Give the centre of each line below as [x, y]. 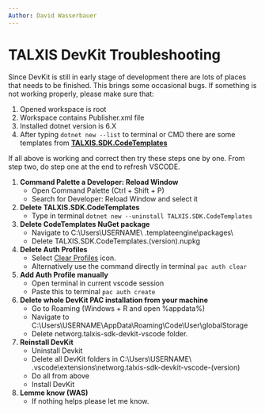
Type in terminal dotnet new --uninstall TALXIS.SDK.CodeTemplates [142, 216]
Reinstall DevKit [46, 342]
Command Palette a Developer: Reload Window [99, 182]
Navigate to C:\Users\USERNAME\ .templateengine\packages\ [132, 232]
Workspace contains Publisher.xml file [82, 117]
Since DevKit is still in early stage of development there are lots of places [127, 77]
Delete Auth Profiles [53, 249]
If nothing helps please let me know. [90, 401]
